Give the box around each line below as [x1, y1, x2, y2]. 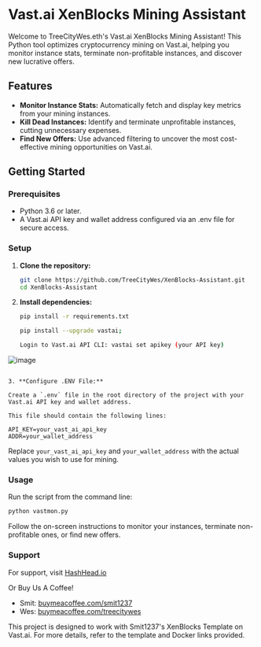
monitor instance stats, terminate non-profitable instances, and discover [8, 48, 242, 57]
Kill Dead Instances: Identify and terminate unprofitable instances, [19, 116, 236, 127]
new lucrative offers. [8, 57, 75, 66]
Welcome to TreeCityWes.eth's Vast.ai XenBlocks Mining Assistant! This [8, 31, 242, 41]
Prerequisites [8, 189, 61, 200]
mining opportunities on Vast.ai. [50, 142, 153, 151]
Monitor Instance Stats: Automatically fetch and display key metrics [19, 100, 241, 109]
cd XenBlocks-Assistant [19, 283, 98, 291]
